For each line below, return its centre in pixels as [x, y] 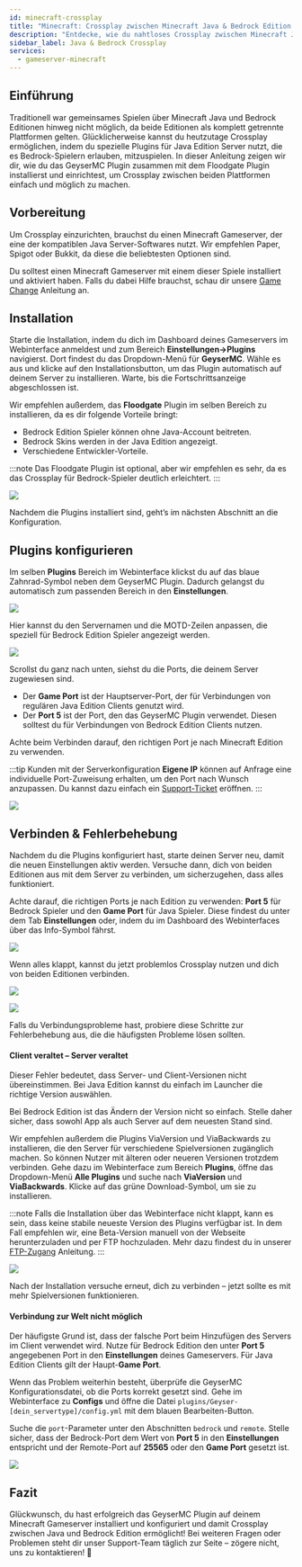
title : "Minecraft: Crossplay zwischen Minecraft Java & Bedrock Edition [151, 26]
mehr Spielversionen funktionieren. [74, 1295]
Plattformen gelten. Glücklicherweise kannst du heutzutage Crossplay [138, 137]
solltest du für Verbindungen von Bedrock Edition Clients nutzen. [142, 725]
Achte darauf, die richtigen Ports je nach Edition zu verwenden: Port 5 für [145, 901]
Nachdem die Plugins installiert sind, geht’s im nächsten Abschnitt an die [144, 513]
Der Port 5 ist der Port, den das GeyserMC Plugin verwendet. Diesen [149, 715]
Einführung [41, 96]
